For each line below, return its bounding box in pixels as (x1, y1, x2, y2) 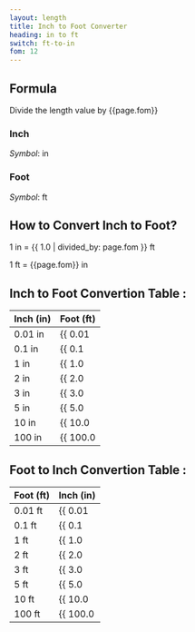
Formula (9, 81, 57, 96)
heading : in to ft (9, 30, 79, 39)
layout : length (9, 13, 67, 23)
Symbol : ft (9, 192, 48, 202)
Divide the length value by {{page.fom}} (9, 104, 159, 115)
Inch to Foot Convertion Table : (9, 285, 188, 301)
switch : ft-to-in (9, 38, 75, 48)
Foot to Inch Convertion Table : (9, 462, 188, 478)
